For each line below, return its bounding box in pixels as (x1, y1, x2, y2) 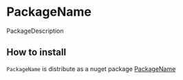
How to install (6, 46, 67, 58)
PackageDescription (6, 27, 64, 35)
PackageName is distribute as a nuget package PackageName (6, 64, 176, 72)
